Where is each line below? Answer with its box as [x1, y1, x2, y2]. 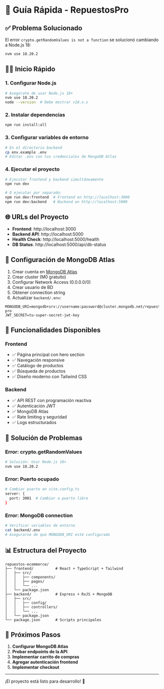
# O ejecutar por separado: [5, 190, 62, 195]
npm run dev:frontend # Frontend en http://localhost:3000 [5, 195, 130, 200]
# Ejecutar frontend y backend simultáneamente [5, 177, 104, 182]
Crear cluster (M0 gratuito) [12, 274, 66, 280]
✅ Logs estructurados [12, 419, 57, 425]
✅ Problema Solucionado [5, 24, 82, 32]
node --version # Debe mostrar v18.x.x [5, 100, 89, 105]
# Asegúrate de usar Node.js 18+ [5, 90, 73, 96]
